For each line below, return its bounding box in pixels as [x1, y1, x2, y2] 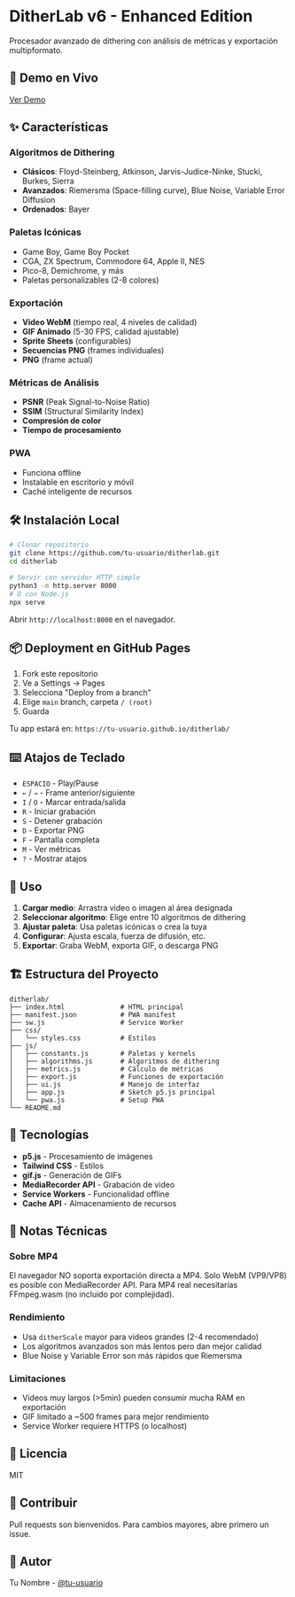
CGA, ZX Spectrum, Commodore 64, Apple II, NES [21, 255, 206, 267]
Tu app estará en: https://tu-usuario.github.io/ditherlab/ [9, 724, 230, 734]
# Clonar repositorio [9, 540, 89, 550]
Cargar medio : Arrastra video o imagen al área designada [21, 903, 233, 913]
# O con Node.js [9, 589, 69, 599]
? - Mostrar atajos [21, 853, 88, 864]
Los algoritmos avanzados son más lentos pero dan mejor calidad [21, 1340, 262, 1352]
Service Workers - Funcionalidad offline [21, 1189, 170, 1199]
